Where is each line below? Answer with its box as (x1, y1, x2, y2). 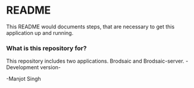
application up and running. (6, 29, 74, 36)
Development (6, 64, 39, 71)
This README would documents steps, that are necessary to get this (6, 23, 175, 30)
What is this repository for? (6, 44, 87, 52)
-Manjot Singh (6, 75, 42, 83)
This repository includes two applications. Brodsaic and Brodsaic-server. (6, 57, 184, 65)
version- (40, 64, 61, 71)
